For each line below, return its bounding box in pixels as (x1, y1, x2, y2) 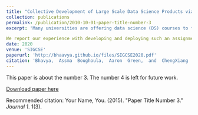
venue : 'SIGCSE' (6, 47, 46, 53)
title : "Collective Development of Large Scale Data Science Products (6, 8, 183, 15)
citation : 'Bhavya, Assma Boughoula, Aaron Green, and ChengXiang (6, 57, 189, 64)
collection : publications (6, 14, 70, 20)
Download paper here (6, 85, 59, 92)
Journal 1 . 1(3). (6, 103, 42, 110)
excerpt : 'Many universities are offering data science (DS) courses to (6, 25, 189, 31)
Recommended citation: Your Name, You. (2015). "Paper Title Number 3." (6, 97, 184, 104)
